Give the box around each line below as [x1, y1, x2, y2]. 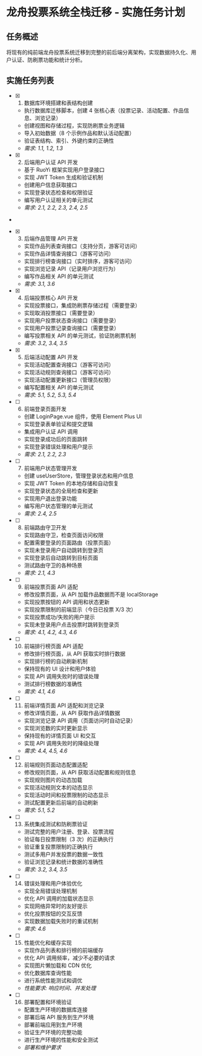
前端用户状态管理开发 [24, 464, 77, 471]
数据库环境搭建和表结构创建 [24, 99, 93, 106]
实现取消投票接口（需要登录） [24, 309, 98, 316]
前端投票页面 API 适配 [24, 583, 78, 590]
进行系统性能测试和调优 [24, 977, 83, 984]
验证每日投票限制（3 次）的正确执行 [24, 835, 114, 843]
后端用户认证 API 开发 [24, 158, 78, 166]
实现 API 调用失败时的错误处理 [24, 672, 99, 680]
